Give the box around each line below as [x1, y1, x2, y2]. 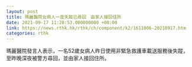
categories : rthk [6, 31, 49, 36]
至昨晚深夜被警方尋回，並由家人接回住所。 [6, 55, 110, 62]
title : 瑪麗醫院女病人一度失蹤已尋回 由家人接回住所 [6, 14, 122, 20]
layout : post [6, 8, 38, 15]
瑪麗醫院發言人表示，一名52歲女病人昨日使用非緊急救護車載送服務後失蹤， [6, 48, 188, 55]
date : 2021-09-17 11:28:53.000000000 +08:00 [6, 19, 118, 25]
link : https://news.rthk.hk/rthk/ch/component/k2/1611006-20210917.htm [6, 25, 186, 31]
